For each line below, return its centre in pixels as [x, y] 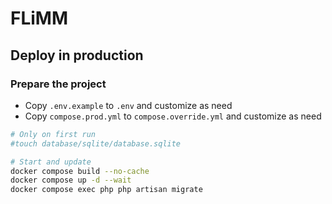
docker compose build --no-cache [80, 171]
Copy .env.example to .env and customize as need [128, 105]
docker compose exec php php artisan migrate [106, 190]
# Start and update [51, 162]
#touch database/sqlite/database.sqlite [96, 143]
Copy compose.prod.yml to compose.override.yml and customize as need [173, 116]
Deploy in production [77, 55]
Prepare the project [58, 84]
